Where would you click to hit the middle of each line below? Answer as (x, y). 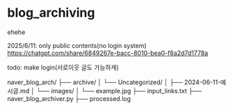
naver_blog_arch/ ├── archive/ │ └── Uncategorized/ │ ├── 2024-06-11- (114, 82)
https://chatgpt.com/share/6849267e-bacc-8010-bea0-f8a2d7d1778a (108, 53)
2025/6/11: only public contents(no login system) (77, 45)
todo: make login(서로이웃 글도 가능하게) (63, 67)
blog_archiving (51, 13)
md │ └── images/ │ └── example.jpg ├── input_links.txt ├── (111, 91)
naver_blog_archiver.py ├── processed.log (69, 98)
